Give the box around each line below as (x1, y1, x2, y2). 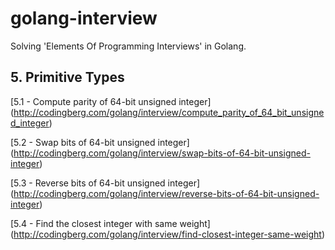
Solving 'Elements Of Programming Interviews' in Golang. (10, 40, 247, 52)
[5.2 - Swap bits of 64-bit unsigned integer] (10, 136, 190, 148)
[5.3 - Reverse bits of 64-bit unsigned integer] (10, 177, 201, 189)
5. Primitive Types (10, 69, 125, 86)
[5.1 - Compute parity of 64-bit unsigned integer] (10, 95, 212, 107)
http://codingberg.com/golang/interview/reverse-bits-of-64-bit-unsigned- (13, 187, 320, 199)
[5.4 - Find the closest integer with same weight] (10, 217, 211, 229)
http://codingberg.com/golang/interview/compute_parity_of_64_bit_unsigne (13, 106, 325, 118)
